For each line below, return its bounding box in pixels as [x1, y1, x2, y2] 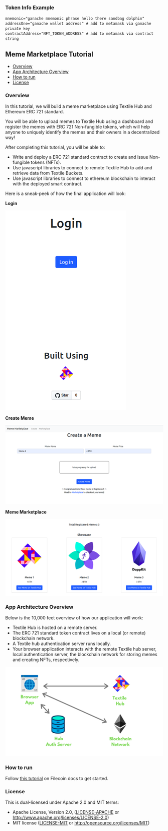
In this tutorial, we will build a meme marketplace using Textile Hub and [5, 103, 152, 109]
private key [5, 26, 30, 31]
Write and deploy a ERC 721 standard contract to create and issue [12, 154, 149, 160]
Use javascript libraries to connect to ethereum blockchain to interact [12, 175, 155, 181]
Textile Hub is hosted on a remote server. [12, 624, 98, 631]
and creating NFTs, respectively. [12, 657, 80, 663]
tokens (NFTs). [31, 159, 61, 165]
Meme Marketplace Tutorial [5, 50, 94, 58]
